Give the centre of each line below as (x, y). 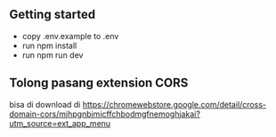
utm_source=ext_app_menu (60, 123)
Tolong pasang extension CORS (99, 83)
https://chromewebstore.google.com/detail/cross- (175, 104)
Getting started (53, 15)
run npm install (49, 45)
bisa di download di (45, 104)
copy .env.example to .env (70, 36)
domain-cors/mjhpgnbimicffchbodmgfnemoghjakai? (105, 114)
